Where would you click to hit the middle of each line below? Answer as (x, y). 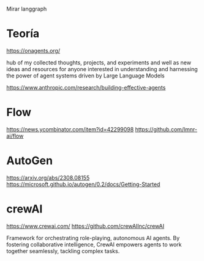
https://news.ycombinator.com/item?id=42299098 (70, 129)
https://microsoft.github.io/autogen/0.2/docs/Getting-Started (83, 184)
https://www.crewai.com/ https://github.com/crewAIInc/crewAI (85, 226)
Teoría (23, 34)
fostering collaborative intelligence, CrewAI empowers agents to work (94, 244)
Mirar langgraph (27, 9)
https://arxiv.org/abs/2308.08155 (48, 177)
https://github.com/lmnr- (166, 129)
